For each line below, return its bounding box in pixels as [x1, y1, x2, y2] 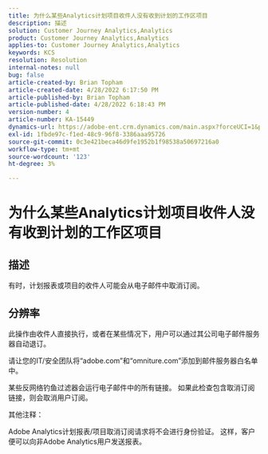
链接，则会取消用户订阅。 [8, 393, 93, 402]
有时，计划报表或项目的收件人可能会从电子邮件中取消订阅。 [8, 281, 204, 290]
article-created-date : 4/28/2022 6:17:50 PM [8, 85, 159, 94]
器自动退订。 [8, 338, 50, 348]
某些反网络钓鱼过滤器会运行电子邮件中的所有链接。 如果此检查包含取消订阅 [8, 382, 255, 392]
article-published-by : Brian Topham [8, 93, 130, 101]
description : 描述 [8, 19, 67, 27]
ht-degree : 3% [8, 160, 56, 168]
